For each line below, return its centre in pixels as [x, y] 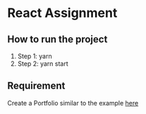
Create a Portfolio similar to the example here [73, 103]
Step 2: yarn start [43, 64]
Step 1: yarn [35, 56]
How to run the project [57, 39]
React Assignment [62, 13]
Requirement [36, 86]
